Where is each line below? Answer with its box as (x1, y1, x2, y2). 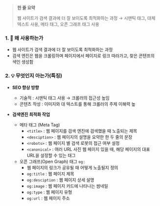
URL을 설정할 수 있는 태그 (26, 152, 76, 158)
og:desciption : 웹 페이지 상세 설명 (26, 177, 94, 183)
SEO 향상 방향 (12, 84, 39, 90)
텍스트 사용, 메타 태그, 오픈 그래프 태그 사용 (17, 22, 99, 27)
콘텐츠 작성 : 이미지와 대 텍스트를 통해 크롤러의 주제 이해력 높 (19, 101, 136, 107)
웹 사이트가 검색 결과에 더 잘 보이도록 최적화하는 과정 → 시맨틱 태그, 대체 (17, 15, 156, 21)
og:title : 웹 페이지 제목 (26, 171, 74, 177)
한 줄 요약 (17, 5, 35, 10)
